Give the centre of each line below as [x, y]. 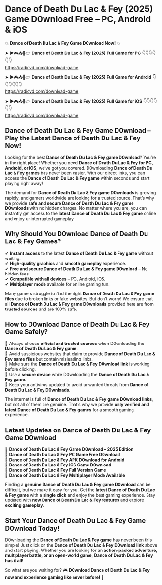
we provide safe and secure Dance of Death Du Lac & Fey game [69, 203]
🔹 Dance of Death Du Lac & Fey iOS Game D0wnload [58, 465]
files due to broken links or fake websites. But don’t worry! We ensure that [79, 299]
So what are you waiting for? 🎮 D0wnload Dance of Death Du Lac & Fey [77, 570]
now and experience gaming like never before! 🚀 [55, 577]
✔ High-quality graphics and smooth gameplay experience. [66, 263]
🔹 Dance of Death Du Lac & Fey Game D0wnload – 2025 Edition [69, 449]
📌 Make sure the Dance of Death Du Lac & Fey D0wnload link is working [77, 364]
